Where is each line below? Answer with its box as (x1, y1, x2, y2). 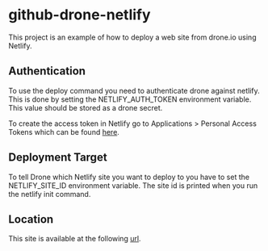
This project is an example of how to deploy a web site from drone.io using (8, 32, 257, 42)
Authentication (8, 65, 86, 78)
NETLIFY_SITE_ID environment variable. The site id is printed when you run (8, 180, 258, 190)
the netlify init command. (8, 189, 91, 199)
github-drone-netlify (8, 6, 151, 24)
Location (8, 212, 54, 226)
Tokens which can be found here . (8, 127, 119, 136)
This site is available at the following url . (8, 234, 141, 244)
